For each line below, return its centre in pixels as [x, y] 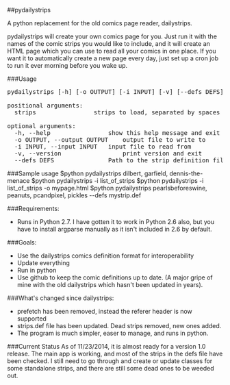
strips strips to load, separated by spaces [117, 112]
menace [18, 181]
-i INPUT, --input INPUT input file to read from [103, 147]
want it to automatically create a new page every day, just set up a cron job [113, 58]
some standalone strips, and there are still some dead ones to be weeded [111, 368]
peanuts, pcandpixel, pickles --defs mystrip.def [74, 195]
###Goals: [22, 242]
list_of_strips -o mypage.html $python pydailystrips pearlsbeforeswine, [107, 188]
